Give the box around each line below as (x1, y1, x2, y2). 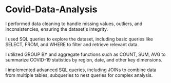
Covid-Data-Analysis (5, 4, 98, 15)
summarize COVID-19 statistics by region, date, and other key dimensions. (5, 56, 163, 63)
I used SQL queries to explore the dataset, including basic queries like (5, 36, 153, 42)
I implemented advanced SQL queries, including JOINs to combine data (5, 67, 157, 73)
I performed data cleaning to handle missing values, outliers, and (5, 20, 143, 27)
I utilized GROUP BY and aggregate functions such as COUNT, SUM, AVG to (5, 51, 166, 57)
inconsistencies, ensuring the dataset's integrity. (5, 26, 108, 32)
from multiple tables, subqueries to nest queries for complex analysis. (5, 72, 153, 78)
